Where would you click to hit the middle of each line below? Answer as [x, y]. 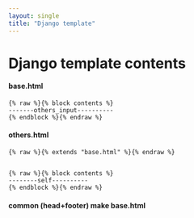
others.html [29, 135]
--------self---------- [48, 181]
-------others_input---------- [61, 110]
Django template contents [97, 63]
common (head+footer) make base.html [77, 205]
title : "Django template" [52, 23]
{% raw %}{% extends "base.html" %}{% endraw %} [92, 153]
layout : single [34, 16]
